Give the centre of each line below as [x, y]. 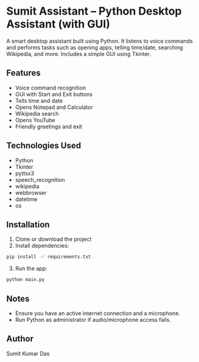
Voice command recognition [51, 88]
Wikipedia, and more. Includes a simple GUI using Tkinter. [79, 54]
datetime [26, 199]
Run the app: [31, 268]
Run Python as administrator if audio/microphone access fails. [93, 319]
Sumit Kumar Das [28, 353]
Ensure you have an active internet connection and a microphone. [98, 313]
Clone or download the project [53, 239]
